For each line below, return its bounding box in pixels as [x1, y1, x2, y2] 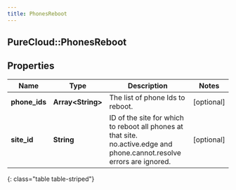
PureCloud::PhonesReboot [7, 36, 127, 48]
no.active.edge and [109, 139, 173, 149]
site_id [11, 135, 34, 144]
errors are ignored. [109, 156, 171, 166]
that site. [109, 130, 138, 140]
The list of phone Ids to [109, 93, 185, 102]
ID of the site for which [109, 113, 184, 123]
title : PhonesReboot [7, 10, 68, 18]
